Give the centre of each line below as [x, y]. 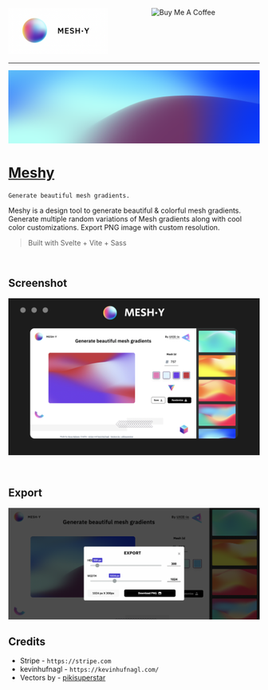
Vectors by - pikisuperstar [63, 678]
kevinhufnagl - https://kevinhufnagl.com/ [89, 669]
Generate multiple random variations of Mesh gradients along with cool [125, 219]
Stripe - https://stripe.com [65, 661]
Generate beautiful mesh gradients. [69, 196]
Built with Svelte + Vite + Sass [77, 243]
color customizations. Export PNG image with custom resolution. [114, 228]
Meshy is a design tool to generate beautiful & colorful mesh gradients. [125, 210]
